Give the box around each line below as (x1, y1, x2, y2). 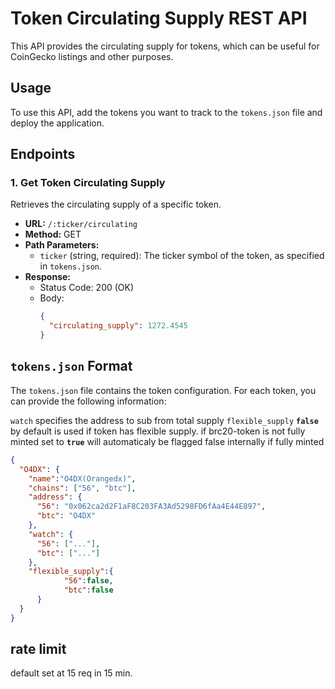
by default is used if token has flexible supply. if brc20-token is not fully (10, 425, 306, 437)
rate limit (10, 641, 67, 658)
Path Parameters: (24, 239, 100, 251)
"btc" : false (63, 585, 114, 596)
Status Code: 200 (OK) (39, 282, 135, 294)
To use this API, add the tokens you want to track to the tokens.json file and (10, 106, 323, 118)
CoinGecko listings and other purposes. (10, 50, 174, 62)
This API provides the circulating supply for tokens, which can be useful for (10, 40, 320, 52)
